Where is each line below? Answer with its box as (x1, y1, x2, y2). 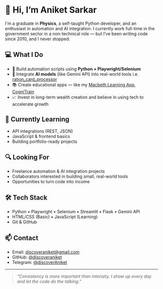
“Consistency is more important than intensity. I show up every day (16, 273, 152, 279)
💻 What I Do (5, 51, 44, 59)
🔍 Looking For (5, 153, 49, 161)
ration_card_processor (12, 76, 57, 82)
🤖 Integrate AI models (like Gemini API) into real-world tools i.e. (12, 71, 139, 77)
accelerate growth (12, 101, 49, 107)
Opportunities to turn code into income (12, 179, 90, 185)
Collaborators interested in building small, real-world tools (12, 173, 128, 179)
